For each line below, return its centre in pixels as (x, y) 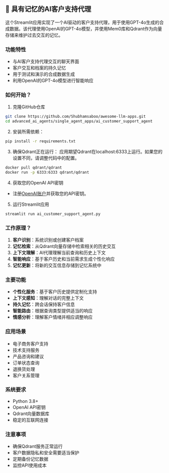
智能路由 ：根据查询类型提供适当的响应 (52, 311)
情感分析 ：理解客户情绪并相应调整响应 (52, 317)
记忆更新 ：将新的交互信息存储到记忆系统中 (57, 265)
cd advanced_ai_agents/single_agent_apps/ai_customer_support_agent (79, 121)
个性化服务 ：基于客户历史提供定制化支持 (55, 292)
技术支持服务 (26, 350)
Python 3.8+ (26, 401)
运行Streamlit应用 (31, 204)
